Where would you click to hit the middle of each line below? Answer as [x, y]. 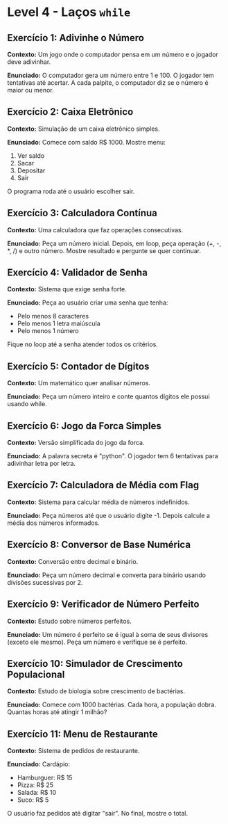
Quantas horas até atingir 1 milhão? [57, 712]
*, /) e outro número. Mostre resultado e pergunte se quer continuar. [104, 250]
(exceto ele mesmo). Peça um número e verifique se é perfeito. [97, 642]
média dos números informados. [54, 523]
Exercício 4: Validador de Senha [77, 273]
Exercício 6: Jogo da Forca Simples [84, 426]
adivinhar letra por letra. [42, 464]
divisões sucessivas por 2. [45, 582]
